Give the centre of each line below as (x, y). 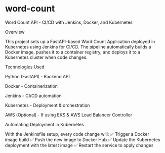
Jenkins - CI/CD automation (33, 96)
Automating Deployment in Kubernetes (44, 124)
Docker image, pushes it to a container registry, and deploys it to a (73, 52)
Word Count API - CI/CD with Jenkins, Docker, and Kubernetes (69, 22)
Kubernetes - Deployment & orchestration (48, 105)
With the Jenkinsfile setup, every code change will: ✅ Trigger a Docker (77, 134)
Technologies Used (25, 67)
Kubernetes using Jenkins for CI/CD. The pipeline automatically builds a (78, 47)
